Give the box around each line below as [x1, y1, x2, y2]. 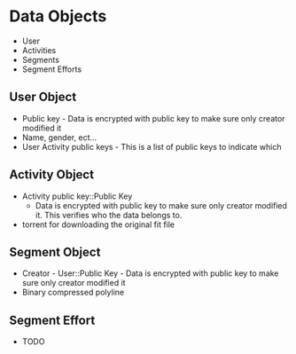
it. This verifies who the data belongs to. [35, 209, 183, 220]
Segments [21, 54, 60, 65]
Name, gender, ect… [21, 131, 97, 143]
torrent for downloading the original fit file [21, 219, 175, 230]
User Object [9, 90, 77, 105]
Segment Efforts [21, 64, 82, 75]
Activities [21, 44, 57, 55]
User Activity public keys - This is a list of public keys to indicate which [21, 141, 282, 152]
